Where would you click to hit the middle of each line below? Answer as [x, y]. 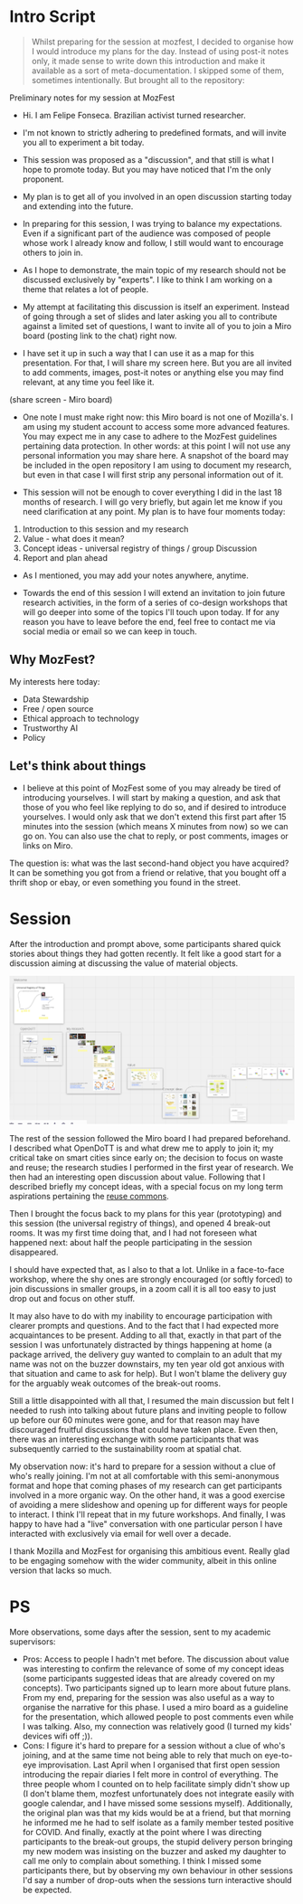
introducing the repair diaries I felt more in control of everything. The [150, 1775]
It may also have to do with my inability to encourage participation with [141, 1316]
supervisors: [33, 1642]
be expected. [47, 1890]
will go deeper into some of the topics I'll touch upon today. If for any [151, 611]
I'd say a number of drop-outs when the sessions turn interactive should [157, 1880]
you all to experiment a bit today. [83, 142]
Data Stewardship [56, 699]
